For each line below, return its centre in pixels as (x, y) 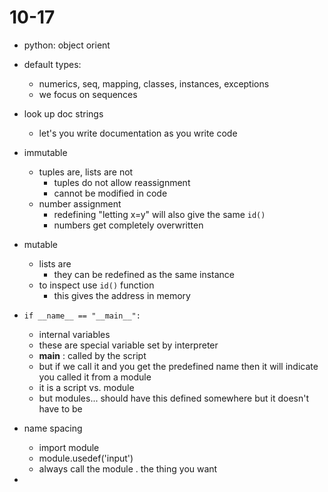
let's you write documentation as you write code (138, 133)
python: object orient (67, 45)
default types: (52, 64)
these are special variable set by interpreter (128, 345)
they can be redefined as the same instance (144, 274)
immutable (45, 152)
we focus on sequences (88, 94)
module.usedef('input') (86, 458)
